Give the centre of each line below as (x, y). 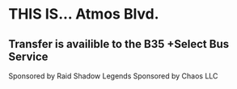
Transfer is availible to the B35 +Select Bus (118, 44)
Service (28, 56)
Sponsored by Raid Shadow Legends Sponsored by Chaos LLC (113, 76)
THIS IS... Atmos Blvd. (84, 14)
